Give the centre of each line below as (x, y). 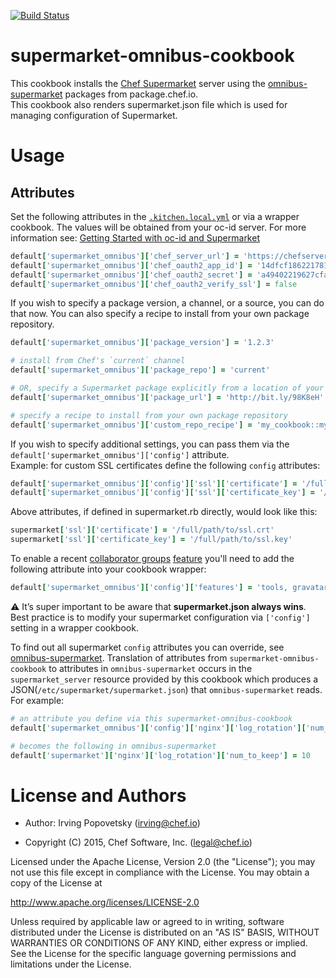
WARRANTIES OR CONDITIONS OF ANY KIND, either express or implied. (159, 943)
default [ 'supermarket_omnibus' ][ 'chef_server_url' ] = (125, 256)
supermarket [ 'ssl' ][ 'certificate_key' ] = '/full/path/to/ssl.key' (151, 540)
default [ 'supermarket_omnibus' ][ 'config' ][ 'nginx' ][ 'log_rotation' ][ (158, 728)
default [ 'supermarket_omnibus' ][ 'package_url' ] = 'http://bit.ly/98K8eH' (167, 397)
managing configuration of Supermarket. (94, 115)
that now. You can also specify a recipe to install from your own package (160, 314)
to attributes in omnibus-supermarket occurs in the (150, 668)
